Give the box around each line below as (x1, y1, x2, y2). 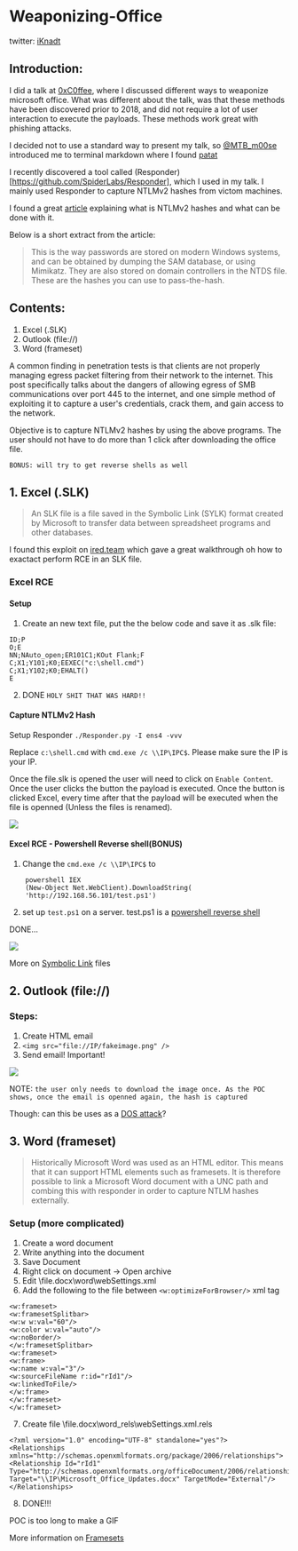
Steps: (9, 1010, 38, 1022)
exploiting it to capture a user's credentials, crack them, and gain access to (9, 398, 284, 409)
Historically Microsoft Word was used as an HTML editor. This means (30, 1157, 284, 1168)
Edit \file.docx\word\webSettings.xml (21, 1275, 157, 1285)
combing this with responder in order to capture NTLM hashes (30, 1186, 259, 1197)
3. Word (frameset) (9, 1133, 117, 1149)
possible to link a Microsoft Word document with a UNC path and (30, 1176, 269, 1187)
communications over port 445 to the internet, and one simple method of (9, 388, 276, 399)
